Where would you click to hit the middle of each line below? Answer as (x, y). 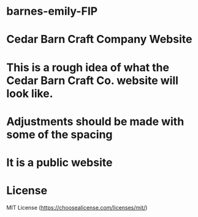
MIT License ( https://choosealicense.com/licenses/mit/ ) (77, 207)
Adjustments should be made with (95, 121)
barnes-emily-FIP (52, 11)
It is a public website (59, 162)
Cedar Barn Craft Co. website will (93, 80)
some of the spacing (59, 135)
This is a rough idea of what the (88, 67)
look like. (30, 93)
